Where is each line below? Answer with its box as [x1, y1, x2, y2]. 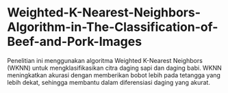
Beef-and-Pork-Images [7, 34, 142, 49]
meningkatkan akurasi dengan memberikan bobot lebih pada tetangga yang [7, 70, 221, 79]
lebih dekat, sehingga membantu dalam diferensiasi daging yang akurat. [7, 78, 211, 86]
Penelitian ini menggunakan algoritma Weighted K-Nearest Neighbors [7, 56, 203, 64]
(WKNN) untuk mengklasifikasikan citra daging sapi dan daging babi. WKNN [7, 64, 223, 72]
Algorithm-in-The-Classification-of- [7, 19, 218, 35]
